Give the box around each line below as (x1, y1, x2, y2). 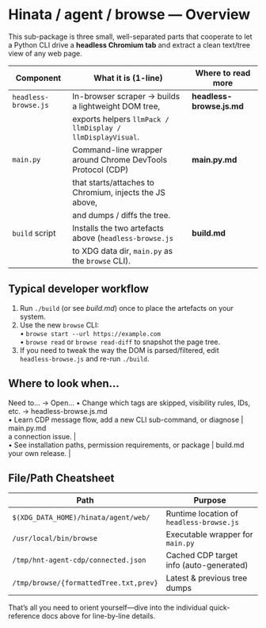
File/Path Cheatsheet (8, 471, 115, 484)
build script (12, 228, 56, 239)
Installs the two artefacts (72, 222, 164, 233)
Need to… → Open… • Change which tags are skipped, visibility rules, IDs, (8, 398, 251, 408)
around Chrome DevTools (72, 154, 168, 165)
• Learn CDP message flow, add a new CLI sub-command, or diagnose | (8, 415, 244, 424)
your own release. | (8, 448, 71, 458)
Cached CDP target (165, 549, 238, 561)
